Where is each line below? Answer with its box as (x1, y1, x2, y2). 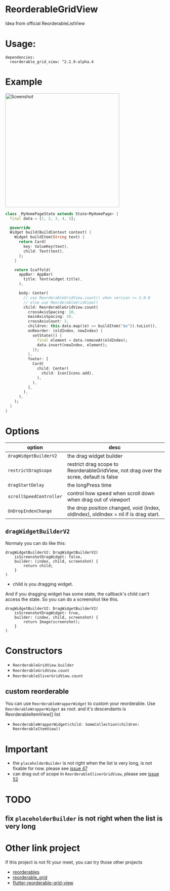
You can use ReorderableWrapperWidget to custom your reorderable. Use (5, 700, 156, 707)
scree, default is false (67, 473, 118, 480)
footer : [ (27, 356, 49, 362)
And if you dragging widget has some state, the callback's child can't (5, 590, 150, 597)
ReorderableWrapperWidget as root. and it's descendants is (5, 706, 126, 712)
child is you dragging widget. (12, 581, 73, 587)
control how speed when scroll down (67, 490, 155, 497)
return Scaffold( (14, 267, 51, 272)
